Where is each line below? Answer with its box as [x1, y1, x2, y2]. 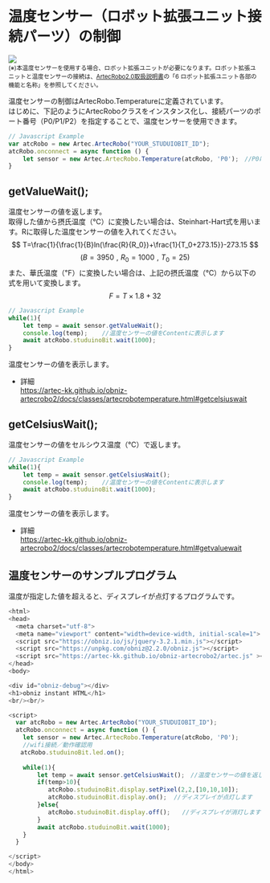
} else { [37, 801, 59, 809]
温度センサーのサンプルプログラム [8, 568, 177, 583]
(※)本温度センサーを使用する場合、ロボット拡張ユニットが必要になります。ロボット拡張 [8, 63, 251, 72]
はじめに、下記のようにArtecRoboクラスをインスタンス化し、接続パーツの [8, 106, 255, 116]
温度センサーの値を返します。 [8, 206, 107, 217]
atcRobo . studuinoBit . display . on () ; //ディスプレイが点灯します [47, 793, 253, 802]
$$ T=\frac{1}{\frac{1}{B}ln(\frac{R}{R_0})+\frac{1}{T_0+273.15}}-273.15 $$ [11, 240, 259, 250]
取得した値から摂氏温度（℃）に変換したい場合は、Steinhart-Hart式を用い [8, 217, 255, 227]
